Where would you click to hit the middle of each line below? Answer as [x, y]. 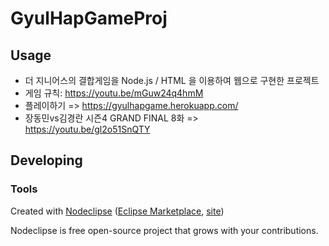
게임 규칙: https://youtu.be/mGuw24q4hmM [114, 93]
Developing [46, 160]
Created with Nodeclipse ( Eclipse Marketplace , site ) [117, 211]
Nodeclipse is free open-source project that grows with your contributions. [164, 230]
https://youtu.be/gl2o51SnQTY [87, 129]
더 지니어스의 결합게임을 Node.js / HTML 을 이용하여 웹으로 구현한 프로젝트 [172, 80]
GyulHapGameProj [89, 18]
